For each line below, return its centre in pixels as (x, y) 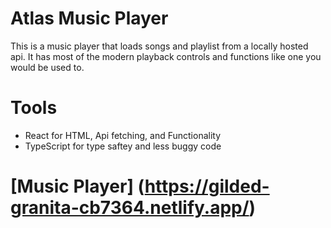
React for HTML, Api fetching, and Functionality (123, 135)
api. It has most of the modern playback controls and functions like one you (166, 56)
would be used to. (47, 67)
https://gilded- (207, 186)
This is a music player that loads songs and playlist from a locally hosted (159, 46)
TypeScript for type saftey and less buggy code (123, 146)
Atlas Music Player (89, 18)
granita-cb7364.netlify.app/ (130, 208)
